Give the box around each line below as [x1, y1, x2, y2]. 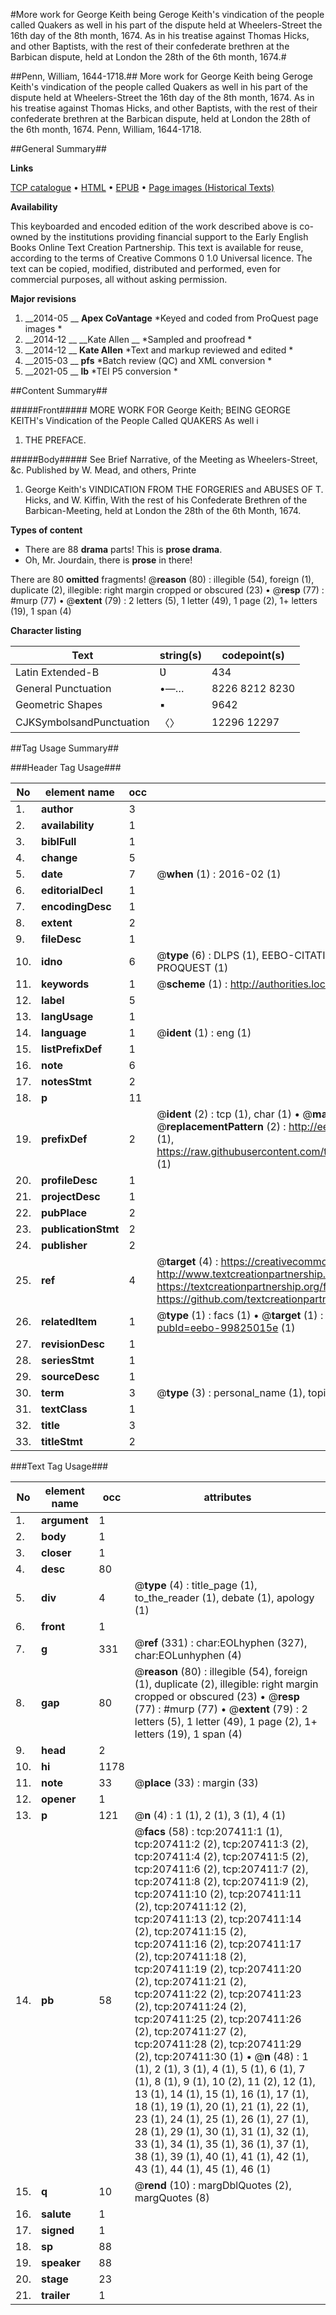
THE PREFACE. [24, 434, 87, 446]
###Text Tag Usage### [10, 1460, 109, 1472]
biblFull [41, 835, 77, 848]
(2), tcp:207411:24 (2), [134, 2000, 247, 2013]
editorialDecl [41, 884, 103, 897]
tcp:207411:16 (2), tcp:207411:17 [134, 1937, 302, 1951]
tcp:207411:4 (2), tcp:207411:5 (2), [134, 1850, 309, 1863]
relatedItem [41, 1315, 98, 1328]
